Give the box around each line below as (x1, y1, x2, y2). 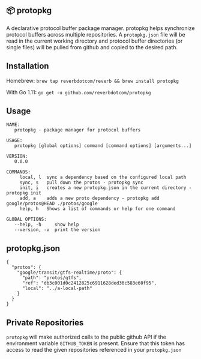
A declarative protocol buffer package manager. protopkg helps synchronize (6, 24, 195, 32)
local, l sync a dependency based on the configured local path (19, 174, 187, 181)
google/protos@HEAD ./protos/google (6, 201, 98, 207)
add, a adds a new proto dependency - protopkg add (19, 195, 160, 202)
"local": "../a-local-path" (22, 285, 93, 292)
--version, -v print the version (14, 227, 101, 233)
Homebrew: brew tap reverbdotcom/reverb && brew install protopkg (6, 77, 179, 84)
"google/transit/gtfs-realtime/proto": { (17, 270, 122, 276)
